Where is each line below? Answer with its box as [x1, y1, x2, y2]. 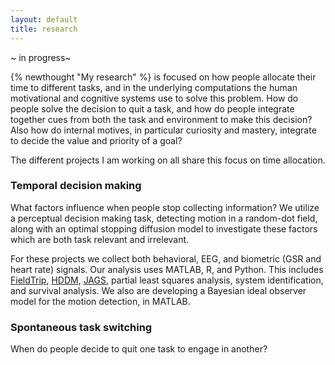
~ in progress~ [10, 51, 72, 63]
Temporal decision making [10, 179, 142, 193]
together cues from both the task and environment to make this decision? [10, 113, 313, 125]
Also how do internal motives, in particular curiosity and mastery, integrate [10, 124, 317, 136]
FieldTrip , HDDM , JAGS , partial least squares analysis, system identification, [10, 274, 324, 286]
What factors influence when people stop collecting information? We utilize [10, 201, 320, 213]
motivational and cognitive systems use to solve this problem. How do [10, 92, 299, 104]
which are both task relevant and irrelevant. [10, 233, 190, 245]
